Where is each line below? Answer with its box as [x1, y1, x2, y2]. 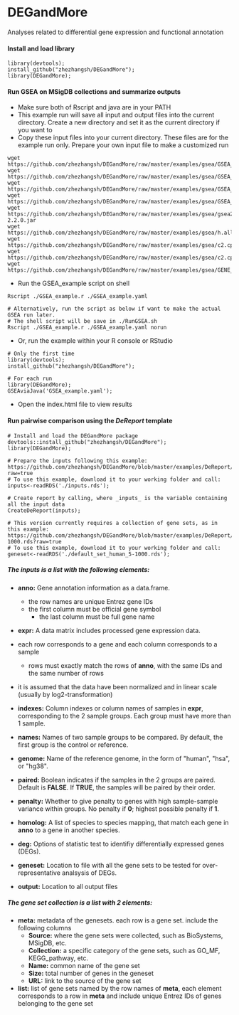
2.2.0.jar [7, 217, 37, 224]
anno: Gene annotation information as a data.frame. [17, 583, 171, 592]
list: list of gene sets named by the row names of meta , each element [17, 984, 222, 993]
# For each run [7, 375, 53, 383]
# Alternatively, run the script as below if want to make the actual [7, 305, 221, 313]
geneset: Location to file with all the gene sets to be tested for [17, 861, 201, 869]
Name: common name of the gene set [28, 962, 140, 970]
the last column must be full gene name [38, 612, 155, 621]
